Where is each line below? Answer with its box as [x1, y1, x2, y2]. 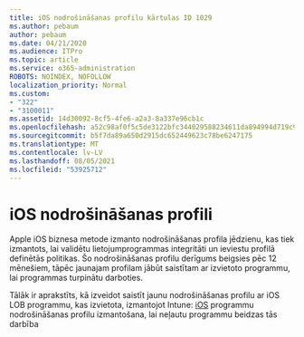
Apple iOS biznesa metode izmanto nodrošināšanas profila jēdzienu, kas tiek [9, 234, 295, 245]
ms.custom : [9, 89, 51, 98]
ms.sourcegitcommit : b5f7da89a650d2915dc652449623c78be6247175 [9, 131, 253, 140]
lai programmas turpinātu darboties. [9, 273, 143, 284]
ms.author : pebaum [9, 22, 79, 31]
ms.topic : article [9, 55, 79, 64]
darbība [9, 319, 39, 330]
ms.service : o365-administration [9, 64, 136, 73]
